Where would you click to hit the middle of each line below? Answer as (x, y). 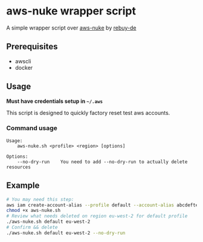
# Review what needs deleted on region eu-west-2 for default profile (97, 216)
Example (23, 186)
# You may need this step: (40, 199)
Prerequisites (32, 47)
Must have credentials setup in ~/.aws (55, 101)
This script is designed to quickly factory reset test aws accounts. (88, 113)
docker (24, 67)
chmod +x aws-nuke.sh (34, 211)
